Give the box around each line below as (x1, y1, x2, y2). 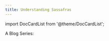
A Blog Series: (5, 30, 34, 36)
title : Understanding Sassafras (5, 7, 72, 12)
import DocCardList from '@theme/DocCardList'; (5, 21, 105, 27)
